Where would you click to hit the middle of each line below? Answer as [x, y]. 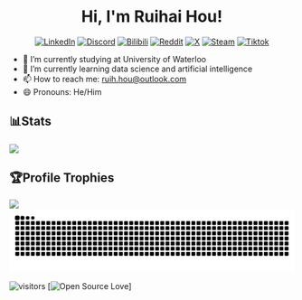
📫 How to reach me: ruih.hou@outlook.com [104, 79]
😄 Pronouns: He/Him [62, 91]
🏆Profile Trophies [62, 178]
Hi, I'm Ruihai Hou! [152, 17]
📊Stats [31, 122]
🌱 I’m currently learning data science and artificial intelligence [137, 69]
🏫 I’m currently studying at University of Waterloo [114, 59]
